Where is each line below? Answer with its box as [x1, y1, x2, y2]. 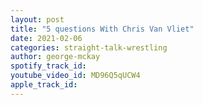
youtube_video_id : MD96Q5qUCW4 [10, 71, 141, 81]
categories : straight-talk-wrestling [10, 42, 168, 53]
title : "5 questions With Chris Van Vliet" [10, 24, 195, 34]
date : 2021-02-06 [10, 33, 83, 43]
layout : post [10, 14, 65, 25]
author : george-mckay [10, 52, 101, 62]
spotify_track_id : [10, 61, 87, 71]
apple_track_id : [10, 80, 78, 90]
